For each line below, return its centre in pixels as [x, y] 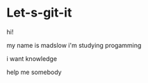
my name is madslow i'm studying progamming [74, 45]
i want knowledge [32, 58]
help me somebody [34, 72]
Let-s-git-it [39, 13]
